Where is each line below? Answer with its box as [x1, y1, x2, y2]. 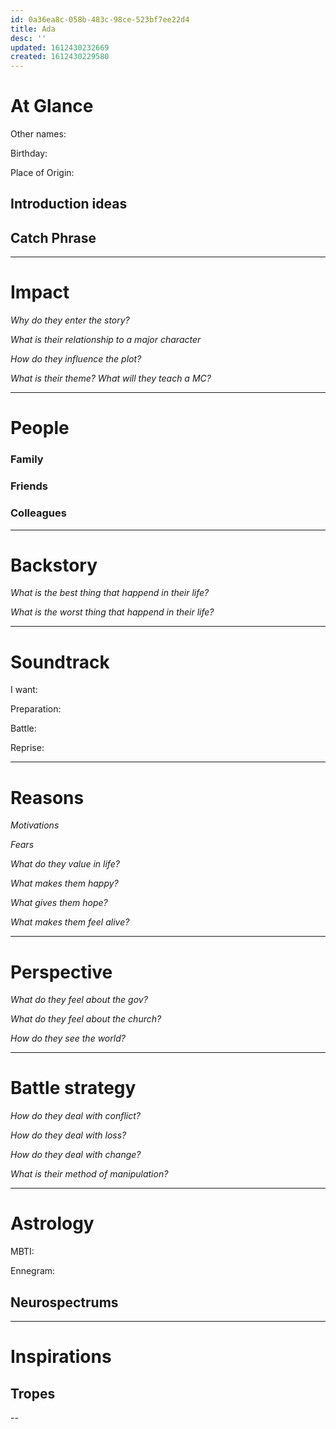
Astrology [10, 1212, 95, 1235]
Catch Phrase [10, 229, 97, 246]
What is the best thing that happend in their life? [10, 587, 210, 599]
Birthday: [10, 147, 48, 160]
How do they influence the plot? [10, 353, 142, 365]
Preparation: [10, 703, 62, 715]
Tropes [10, 1385, 56, 1402]
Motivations [10, 819, 60, 831]
